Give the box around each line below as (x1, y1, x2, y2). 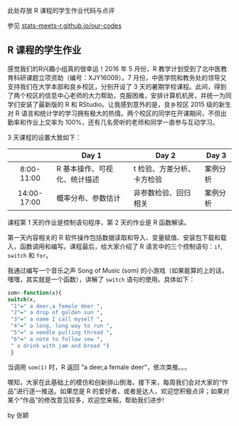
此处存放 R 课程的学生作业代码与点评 (7, 6, 115, 14)
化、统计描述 (56, 174, 100, 184)
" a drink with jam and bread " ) (10, 342, 110, 349)
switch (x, (7, 296, 37, 303)
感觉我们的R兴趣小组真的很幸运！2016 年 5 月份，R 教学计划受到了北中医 (7, 64, 221, 73)
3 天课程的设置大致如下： (7, 133, 82, 141)
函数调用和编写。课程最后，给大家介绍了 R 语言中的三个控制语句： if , (19, 241, 223, 251)
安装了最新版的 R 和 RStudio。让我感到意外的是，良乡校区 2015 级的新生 (19, 100, 232, 108)
